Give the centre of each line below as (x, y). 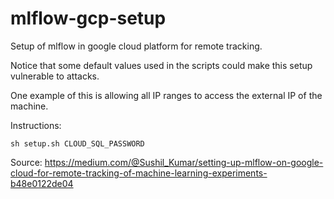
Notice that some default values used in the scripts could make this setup (161, 65)
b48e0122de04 (42, 183)
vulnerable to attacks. (55, 76)
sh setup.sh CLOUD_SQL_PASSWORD (77, 143)
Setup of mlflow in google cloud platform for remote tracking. (136, 46)
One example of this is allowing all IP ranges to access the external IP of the (166, 95)
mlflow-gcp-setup (88, 18)
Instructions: (36, 125)
